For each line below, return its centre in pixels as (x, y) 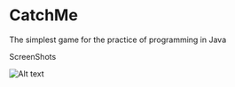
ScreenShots (33, 56)
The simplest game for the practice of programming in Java (118, 40)
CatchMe (43, 15)
